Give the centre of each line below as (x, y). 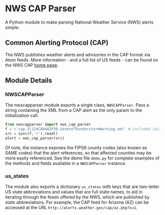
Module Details (29, 81)
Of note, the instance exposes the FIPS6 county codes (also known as (76, 147)
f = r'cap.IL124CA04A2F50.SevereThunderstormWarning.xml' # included (78, 129)
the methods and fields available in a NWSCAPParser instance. (66, 163)
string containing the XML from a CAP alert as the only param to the (74, 110)
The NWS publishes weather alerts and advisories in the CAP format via (78, 54)
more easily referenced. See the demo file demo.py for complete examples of (82, 158)
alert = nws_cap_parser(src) (35, 138)
